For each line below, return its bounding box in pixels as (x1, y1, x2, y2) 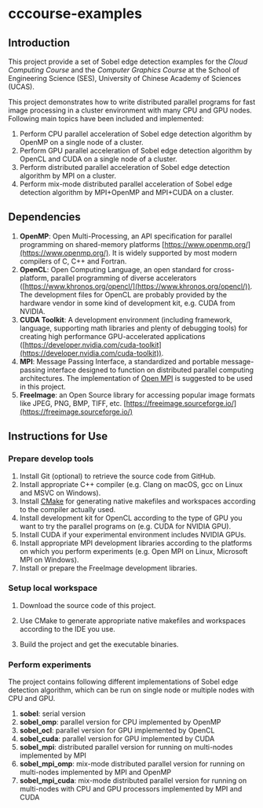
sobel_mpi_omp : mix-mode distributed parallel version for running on (19, 759, 245, 769)
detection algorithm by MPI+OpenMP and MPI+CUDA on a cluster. (19, 188, 234, 197)
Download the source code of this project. (19, 600, 156, 610)
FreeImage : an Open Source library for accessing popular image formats (19, 390, 255, 400)
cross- (213, 264, 235, 274)
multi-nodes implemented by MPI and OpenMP (19, 768, 171, 777)
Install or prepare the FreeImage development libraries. (19, 563, 198, 573)
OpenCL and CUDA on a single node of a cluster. (19, 154, 178, 164)
